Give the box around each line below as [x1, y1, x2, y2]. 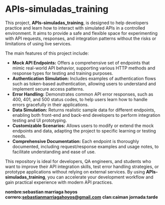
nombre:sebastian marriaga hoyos [5, 189, 78, 195]
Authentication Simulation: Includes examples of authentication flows [12, 75, 156, 81]
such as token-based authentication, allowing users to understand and [12, 80, 157, 87]
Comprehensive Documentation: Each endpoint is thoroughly [12, 138, 139, 144]
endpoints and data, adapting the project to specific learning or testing [12, 128, 157, 134]
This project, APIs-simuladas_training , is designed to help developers [5, 20, 149, 26]
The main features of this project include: [5, 50, 89, 56]
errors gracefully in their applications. [12, 102, 89, 107]
